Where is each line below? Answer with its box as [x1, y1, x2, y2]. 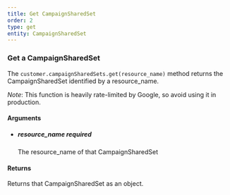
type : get [7, 23, 37, 30]
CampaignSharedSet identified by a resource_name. [7, 77, 159, 85]
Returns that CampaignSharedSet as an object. [7, 180, 144, 188]
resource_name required [17, 130, 92, 138]
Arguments [7, 114, 42, 122]
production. [7, 98, 41, 106]
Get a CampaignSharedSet [7, 54, 100, 63]
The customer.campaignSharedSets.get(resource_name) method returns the [7, 69, 224, 77]
